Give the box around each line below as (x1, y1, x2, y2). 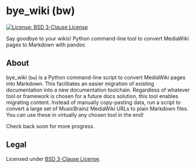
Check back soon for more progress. (6, 122, 95, 130)
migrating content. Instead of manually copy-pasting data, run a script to (6, 99, 181, 106)
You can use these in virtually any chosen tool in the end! (6, 111, 144, 118)
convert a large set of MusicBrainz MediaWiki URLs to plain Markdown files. (6, 105, 189, 112)
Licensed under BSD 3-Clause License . (6, 155, 101, 162)
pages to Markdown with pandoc (6, 41, 86, 48)
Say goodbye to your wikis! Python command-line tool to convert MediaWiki (6, 35, 189, 42)
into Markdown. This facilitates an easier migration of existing (6, 80, 154, 87)
